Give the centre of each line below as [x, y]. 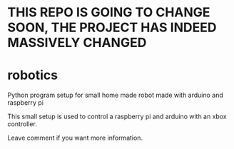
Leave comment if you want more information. [75, 138]
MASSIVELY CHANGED [77, 43]
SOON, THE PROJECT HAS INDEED [112, 27]
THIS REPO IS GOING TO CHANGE [109, 12]
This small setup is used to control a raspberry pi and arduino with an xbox [117, 117]
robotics [33, 75]
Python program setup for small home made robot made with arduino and [115, 95]
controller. [22, 124]
